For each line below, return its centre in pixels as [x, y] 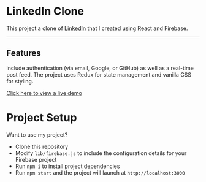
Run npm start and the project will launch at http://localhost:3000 [100, 172]
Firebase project [36, 159]
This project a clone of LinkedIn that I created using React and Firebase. [97, 28]
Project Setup [42, 117]
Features [24, 53]
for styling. [20, 81]
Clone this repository [42, 146]
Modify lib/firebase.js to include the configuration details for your [101, 153]
